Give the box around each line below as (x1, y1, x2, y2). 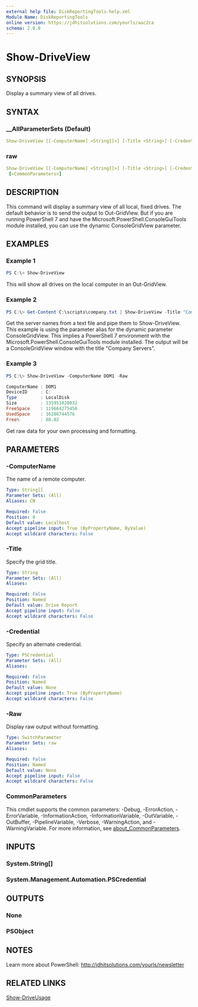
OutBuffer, (6, 818, 31, 825)
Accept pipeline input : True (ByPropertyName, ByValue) (6, 525, 146, 531)
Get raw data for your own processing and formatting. (6, 427, 137, 435)
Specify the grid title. (6, 558, 57, 565)
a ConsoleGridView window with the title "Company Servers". (6, 345, 156, 352)
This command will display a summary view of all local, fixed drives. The (6, 203, 181, 210)
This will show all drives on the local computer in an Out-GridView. (6, 281, 167, 288)
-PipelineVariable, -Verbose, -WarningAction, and (32, 818, 152, 825)
